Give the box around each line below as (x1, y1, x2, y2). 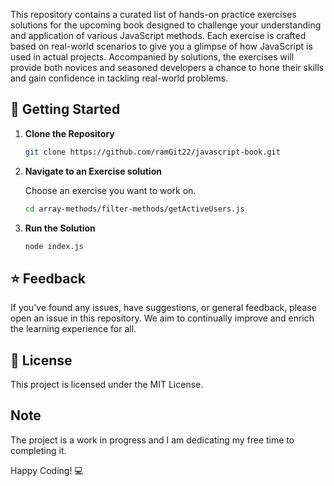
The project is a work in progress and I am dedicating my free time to (10, 434, 295, 446)
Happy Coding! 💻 (10, 464, 84, 476)
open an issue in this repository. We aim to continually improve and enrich (10, 312, 315, 324)
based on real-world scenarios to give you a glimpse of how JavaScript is (10, 40, 313, 52)
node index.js (24, 241, 84, 251)
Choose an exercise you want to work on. (24, 184, 197, 196)
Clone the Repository (24, 127, 115, 139)
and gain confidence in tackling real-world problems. (10, 72, 229, 84)
